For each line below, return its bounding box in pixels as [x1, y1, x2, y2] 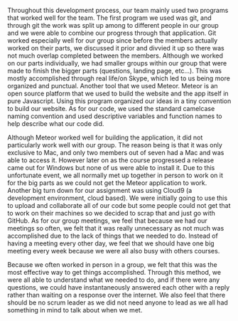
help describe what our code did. [7, 120, 104, 127]
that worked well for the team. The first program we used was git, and [7, 14, 212, 22]
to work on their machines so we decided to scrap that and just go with [7, 209, 215, 217]
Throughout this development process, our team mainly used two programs [7, 6, 229, 14]
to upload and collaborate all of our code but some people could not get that [7, 201, 231, 209]
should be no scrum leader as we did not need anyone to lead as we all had [7, 298, 229, 307]
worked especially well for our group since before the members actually [7, 36, 218, 45]
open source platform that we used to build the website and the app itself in [7, 89, 229, 98]
